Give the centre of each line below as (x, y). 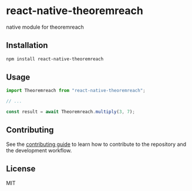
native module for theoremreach (45, 27)
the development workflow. (39, 150)
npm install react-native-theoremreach (55, 59)
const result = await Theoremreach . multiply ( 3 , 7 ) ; (70, 112)
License (21, 169)
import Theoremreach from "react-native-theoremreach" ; (76, 91)
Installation (27, 45)
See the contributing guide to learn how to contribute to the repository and (96, 144)
